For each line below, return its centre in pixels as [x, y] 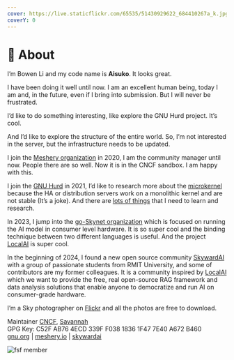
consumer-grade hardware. [47, 294]
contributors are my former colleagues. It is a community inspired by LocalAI [117, 272]
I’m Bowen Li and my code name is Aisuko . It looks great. [89, 74]
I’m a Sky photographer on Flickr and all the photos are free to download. [112, 308]
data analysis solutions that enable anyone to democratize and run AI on [111, 287]
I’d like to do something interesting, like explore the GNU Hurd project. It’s [112, 116]
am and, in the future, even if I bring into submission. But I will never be [109, 95]
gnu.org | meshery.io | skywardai [55, 336]
